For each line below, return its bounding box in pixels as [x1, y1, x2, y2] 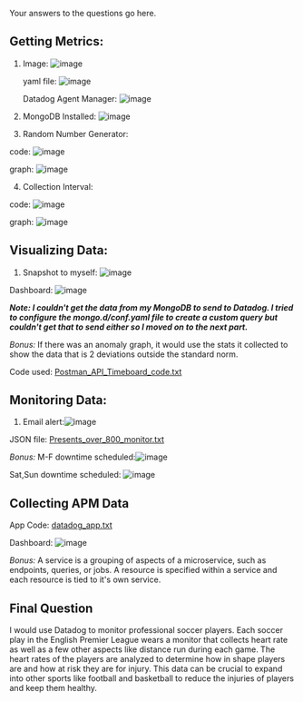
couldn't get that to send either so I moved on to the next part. [9, 321, 249, 332]
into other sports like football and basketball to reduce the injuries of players [9, 673, 295, 684]
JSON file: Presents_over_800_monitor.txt [9, 434, 165, 445]
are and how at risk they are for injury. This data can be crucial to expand [9, 663, 283, 675]
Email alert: [22, 417, 65, 428]
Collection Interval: [22, 181, 93, 192]
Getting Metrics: [9, 34, 104, 49]
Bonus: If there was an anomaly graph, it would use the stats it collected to [9, 339, 288, 350]
